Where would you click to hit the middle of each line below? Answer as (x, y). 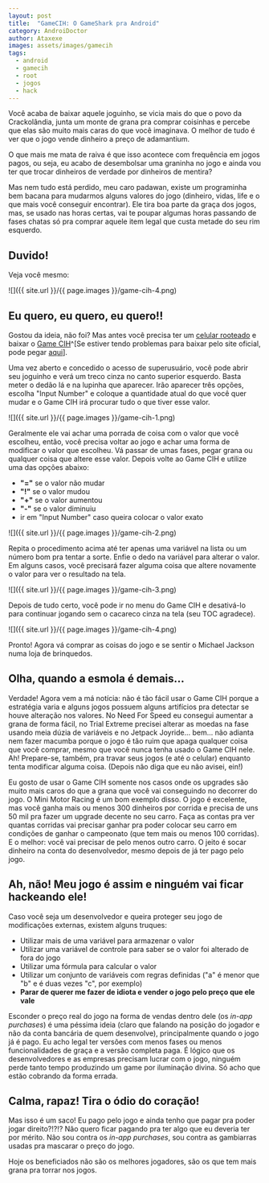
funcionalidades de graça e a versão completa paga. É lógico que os (122, 1050)
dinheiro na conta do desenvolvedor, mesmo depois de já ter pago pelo (126, 851)
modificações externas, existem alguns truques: (88, 925)
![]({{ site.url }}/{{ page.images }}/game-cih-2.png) (92, 533)
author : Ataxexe (35, 38)
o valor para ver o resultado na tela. (67, 574)
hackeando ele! (48, 897)
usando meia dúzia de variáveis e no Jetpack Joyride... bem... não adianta (131, 732)
